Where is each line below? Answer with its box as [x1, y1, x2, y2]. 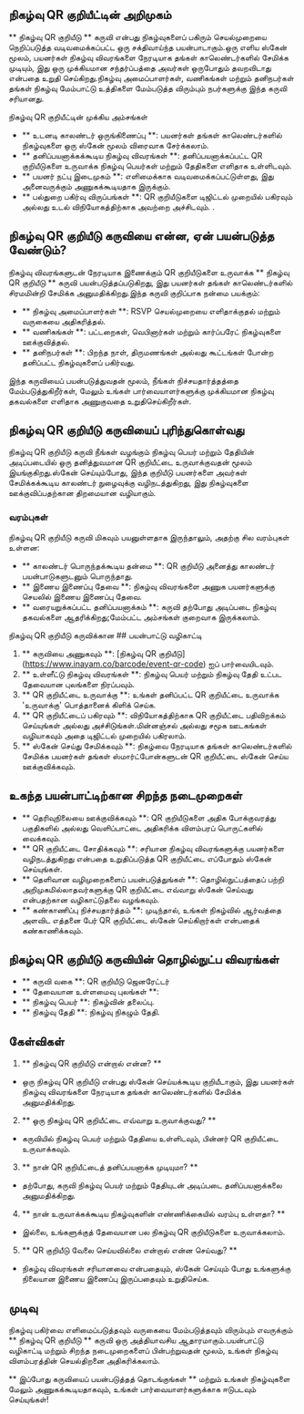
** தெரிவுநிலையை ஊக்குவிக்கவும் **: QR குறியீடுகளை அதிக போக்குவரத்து [21, 811, 277, 823]
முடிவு [8, 1300, 38, 1316]
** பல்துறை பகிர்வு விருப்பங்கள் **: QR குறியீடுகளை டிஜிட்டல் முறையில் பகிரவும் [21, 191, 293, 201]
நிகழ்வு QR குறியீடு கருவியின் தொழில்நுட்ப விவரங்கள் [8, 952, 279, 967]
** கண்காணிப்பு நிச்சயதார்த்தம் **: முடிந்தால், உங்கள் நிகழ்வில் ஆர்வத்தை [21, 904, 282, 915]
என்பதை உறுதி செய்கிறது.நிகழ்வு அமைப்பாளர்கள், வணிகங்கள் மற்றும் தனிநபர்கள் [8, 72, 295, 83]
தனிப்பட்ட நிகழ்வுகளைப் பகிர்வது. [21, 356, 136, 367]
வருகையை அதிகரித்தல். [21, 315, 106, 326]
